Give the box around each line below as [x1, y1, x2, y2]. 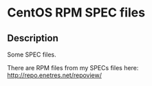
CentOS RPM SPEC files [7, 5, 146, 21]
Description [7, 32, 58, 44]
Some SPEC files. [7, 50, 56, 58]
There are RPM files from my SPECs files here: [7, 64, 139, 72]
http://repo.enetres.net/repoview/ [7, 71, 102, 79]
